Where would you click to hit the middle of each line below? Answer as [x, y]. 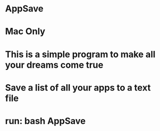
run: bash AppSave [45, 121]
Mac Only [25, 32]
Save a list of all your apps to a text [78, 87]
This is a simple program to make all [80, 54]
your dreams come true [54, 65]
